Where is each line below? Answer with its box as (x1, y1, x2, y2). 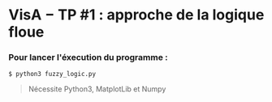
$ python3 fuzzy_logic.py (8, 70, 96, 79)
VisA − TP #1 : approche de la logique (8, 6, 265, 24)
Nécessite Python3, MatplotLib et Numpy (28, 84, 166, 94)
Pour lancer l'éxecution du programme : (8, 52, 168, 63)
